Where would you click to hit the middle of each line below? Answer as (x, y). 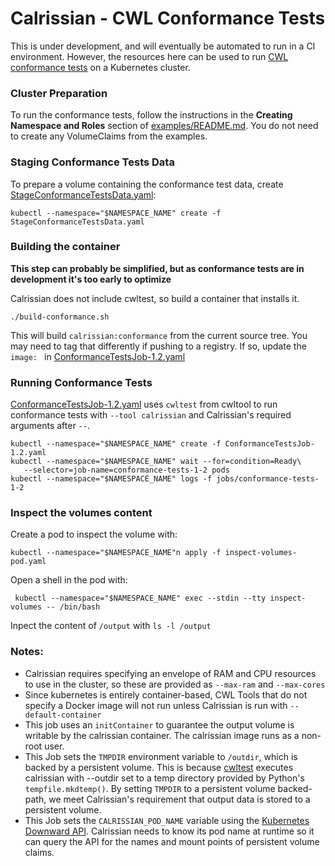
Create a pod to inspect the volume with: (94, 534)
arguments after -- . (50, 426)
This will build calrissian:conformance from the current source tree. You (159, 335)
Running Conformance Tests (81, 382)
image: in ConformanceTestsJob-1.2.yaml (98, 356)
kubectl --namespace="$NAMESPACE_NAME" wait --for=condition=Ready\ (156, 462)
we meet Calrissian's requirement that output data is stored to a (179, 799)
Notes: (27, 652)
